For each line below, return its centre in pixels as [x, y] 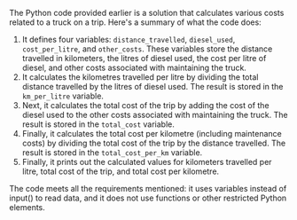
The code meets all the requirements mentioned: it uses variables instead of [148, 189]
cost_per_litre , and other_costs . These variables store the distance [147, 49]
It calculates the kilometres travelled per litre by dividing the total [140, 77]
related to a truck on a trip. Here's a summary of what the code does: [135, 22]
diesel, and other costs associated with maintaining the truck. [134, 67]
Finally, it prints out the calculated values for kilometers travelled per [147, 162]
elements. [27, 207]
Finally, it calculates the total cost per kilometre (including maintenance [152, 134]
